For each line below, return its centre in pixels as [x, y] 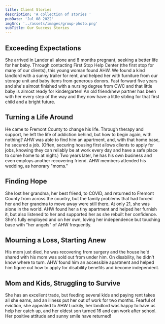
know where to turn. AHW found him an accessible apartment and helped [80, 262]
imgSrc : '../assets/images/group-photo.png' [51, 23]
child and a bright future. [30, 102]
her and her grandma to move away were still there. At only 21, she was [78, 204]
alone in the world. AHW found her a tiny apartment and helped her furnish [81, 209]
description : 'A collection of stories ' [48, 14]
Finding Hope [26, 181]
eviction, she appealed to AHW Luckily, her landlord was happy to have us [80, 306]
